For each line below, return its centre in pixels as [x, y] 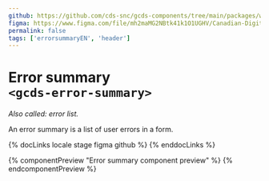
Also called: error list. [43, 114]
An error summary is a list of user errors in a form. [91, 130]
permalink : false [37, 30]
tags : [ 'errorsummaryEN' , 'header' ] [69, 38]
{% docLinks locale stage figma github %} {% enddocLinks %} [112, 145]
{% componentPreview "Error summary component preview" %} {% [121, 160]
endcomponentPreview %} [53, 169]
